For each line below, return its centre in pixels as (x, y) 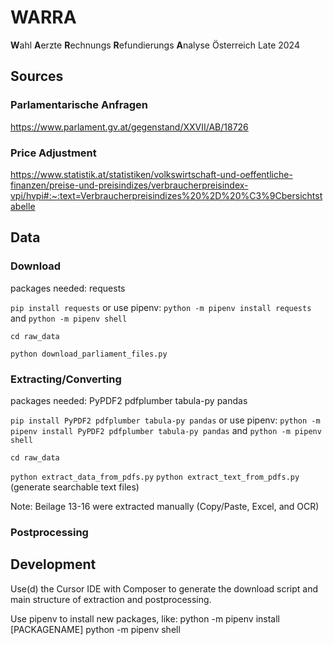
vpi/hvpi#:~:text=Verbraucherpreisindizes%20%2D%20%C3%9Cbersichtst (166, 195)
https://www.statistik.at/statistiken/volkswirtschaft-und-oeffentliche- (151, 174)
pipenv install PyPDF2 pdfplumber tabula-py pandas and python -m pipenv (166, 430)
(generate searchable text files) (75, 487)
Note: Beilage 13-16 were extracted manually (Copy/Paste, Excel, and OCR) (165, 506)
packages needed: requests (68, 288)
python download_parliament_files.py (89, 354)
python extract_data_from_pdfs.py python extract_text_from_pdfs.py (155, 477)
